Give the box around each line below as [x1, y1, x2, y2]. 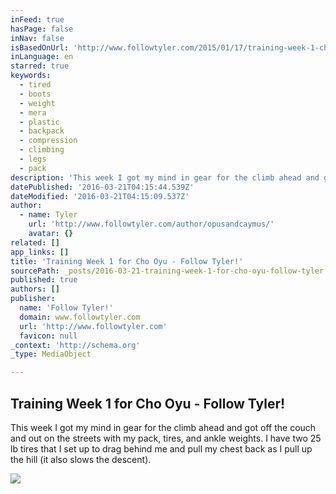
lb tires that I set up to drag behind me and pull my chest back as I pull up [10, 442, 313, 455]
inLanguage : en [10, 52, 74, 62]
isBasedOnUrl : [10, 42, 70, 53]
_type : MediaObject [10, 349, 92, 360]
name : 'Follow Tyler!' [19, 303, 114, 313]
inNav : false [10, 33, 65, 43]
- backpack [19, 126, 65, 136]
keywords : [10, 71, 52, 81]
